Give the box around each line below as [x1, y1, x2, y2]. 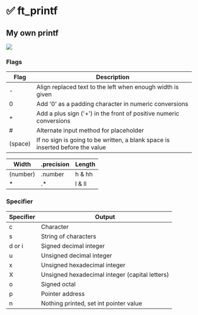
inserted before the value [36, 143, 106, 151]
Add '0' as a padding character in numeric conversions [36, 100, 189, 108]
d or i [9, 241, 24, 250]
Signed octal [41, 280, 76, 288]
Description [95, 73, 130, 81]
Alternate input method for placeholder [36, 127, 144, 135]
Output [95, 213, 115, 221]
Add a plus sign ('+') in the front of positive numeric [36, 110, 180, 118]
